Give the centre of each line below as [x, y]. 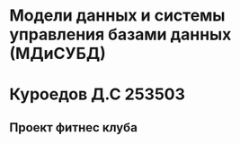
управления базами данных [120, 34]
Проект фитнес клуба [73, 127]
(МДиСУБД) [58, 54]
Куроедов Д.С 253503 [98, 94]
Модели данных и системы [117, 16]
